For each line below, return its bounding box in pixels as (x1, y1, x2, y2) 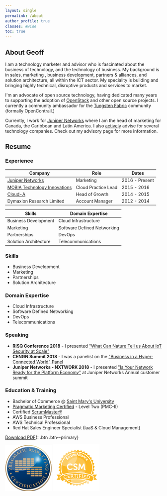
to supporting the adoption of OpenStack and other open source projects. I (5, 97, 159, 103)
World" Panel (36, 359, 64, 365)
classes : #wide (5, 24, 37, 29)
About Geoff (5, 48, 44, 57)
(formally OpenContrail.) (5, 107, 55, 114)
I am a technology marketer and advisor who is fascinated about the (5, 61, 145, 67)
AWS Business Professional (12, 414, 69, 420)
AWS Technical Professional (12, 419, 71, 425)
